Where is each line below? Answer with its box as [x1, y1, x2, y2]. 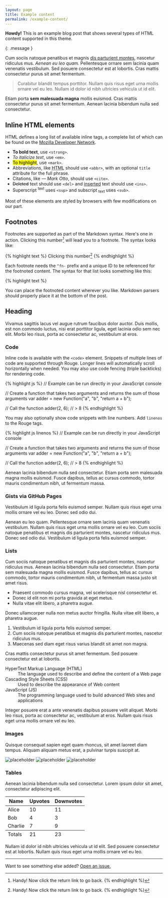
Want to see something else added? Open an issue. [5, 863, 111, 869]
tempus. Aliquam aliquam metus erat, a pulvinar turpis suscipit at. [5, 747, 140, 753]
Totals [7, 831, 22, 838]
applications [17, 697, 43, 703]
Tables [5, 769, 22, 776]
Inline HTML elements [5, 120, 75, 129]
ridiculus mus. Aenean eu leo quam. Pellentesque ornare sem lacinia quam [5, 60, 159, 66]
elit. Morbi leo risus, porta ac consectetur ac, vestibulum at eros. [5, 331, 138, 337]
